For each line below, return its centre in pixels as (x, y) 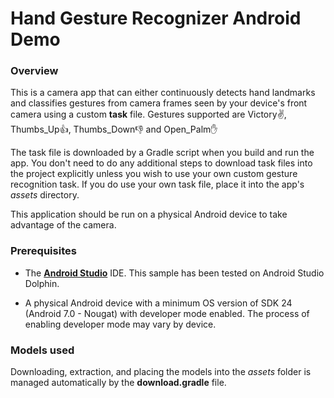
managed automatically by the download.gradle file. (118, 383)
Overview (34, 71)
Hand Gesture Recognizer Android (156, 18)
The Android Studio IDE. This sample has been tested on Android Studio (174, 273)
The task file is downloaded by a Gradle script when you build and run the (162, 153)
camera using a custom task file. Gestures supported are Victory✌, (148, 114)
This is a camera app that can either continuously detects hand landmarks (163, 93)
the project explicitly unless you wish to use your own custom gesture (154, 174)
